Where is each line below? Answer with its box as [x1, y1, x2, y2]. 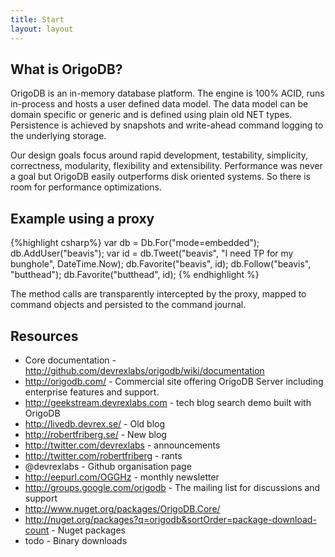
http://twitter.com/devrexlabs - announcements [24, 439, 221, 451]
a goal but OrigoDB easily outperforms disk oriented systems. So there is [10, 171, 311, 183]
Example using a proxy [10, 210, 155, 227]
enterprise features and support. [24, 386, 160, 398]
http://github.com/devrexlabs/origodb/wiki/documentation [24, 364, 265, 376]
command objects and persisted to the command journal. [10, 299, 247, 311]
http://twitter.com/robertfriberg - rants [24, 449, 183, 461]
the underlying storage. [10, 130, 107, 142]
